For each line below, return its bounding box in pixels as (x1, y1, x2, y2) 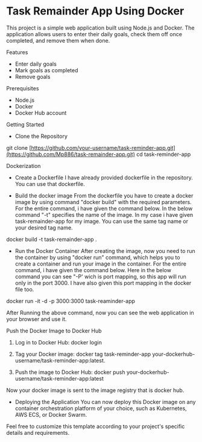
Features (6, 48, 28, 55)
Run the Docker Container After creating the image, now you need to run (14, 247, 195, 254)
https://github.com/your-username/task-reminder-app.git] (31, 144, 176, 151)
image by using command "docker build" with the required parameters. (14, 198, 192, 205)
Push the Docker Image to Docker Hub (6, 327, 102, 334)
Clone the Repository (14, 132, 68, 140)
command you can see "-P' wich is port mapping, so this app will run (14, 273, 187, 280)
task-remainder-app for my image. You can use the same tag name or (14, 217, 189, 225)
